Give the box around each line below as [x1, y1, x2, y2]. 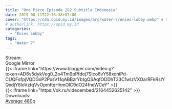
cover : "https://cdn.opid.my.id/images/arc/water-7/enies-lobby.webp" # [5, 17, 164, 22]
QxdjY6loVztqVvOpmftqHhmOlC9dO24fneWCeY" [5, 81, 110, 88]
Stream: [5, 54, 22, 61]
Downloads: [5, 92, 31, 98]
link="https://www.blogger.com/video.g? [28, 65, 114, 71]
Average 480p [5, 98, 36, 104]
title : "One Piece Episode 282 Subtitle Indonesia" [5, 7, 118, 13]
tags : [5, 36, 17, 41]
